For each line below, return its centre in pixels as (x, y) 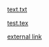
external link (25, 36)
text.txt (17, 9)
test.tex (18, 23)
